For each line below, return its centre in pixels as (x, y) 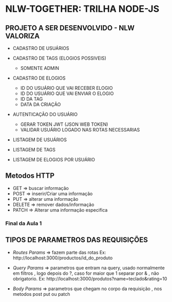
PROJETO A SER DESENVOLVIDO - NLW (70, 28)
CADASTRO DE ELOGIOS (39, 78)
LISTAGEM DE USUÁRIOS (40, 140)
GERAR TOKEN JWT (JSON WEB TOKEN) (64, 124)
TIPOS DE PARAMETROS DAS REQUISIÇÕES (77, 240)
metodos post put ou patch (41, 294)
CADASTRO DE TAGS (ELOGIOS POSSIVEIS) (60, 58)
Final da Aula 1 (24, 223)
